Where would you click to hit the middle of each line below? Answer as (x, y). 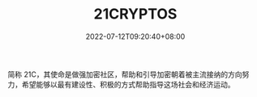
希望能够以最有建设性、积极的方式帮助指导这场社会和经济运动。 (128, 84)
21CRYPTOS (135, 14)
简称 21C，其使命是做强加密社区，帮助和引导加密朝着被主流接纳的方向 (125, 74)
